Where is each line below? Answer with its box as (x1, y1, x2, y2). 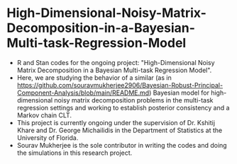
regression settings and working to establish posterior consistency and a (16, 103, 230, 112)
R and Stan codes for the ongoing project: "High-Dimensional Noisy (16, 58, 215, 66)
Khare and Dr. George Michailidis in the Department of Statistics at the (16, 126, 223, 134)
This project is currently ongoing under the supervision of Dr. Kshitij (16, 118, 216, 127)
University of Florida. (16, 133, 79, 142)
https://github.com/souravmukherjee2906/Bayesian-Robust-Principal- (16, 81, 224, 89)
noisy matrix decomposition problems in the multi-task (54, 95, 214, 104)
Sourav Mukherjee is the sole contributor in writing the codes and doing (16, 141, 228, 149)
